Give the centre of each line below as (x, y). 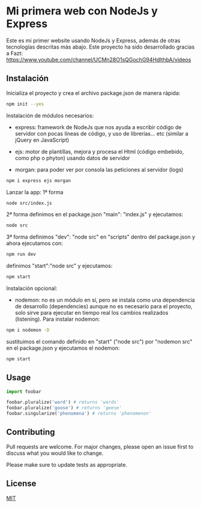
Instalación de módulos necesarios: (50, 115)
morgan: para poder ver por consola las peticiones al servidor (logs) (99, 169)
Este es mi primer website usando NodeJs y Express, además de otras (93, 40)
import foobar (24, 392)
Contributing (31, 432)
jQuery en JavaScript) (42, 140)
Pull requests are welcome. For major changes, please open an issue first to (100, 446)
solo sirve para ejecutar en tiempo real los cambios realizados (91, 313)
